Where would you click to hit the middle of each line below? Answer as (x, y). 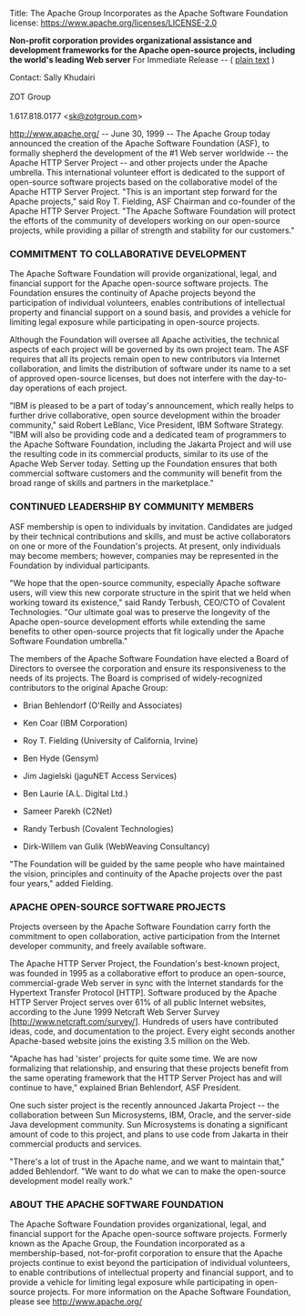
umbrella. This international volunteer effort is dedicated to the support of (147, 172)
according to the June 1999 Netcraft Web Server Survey (115, 1012)
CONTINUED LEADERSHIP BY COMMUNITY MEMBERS (132, 507)
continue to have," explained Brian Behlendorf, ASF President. (125, 1088)
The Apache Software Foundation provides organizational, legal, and (138, 1224)
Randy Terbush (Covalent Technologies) (98, 828)
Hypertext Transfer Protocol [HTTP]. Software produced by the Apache (143, 992)
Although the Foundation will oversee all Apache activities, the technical (144, 339)
